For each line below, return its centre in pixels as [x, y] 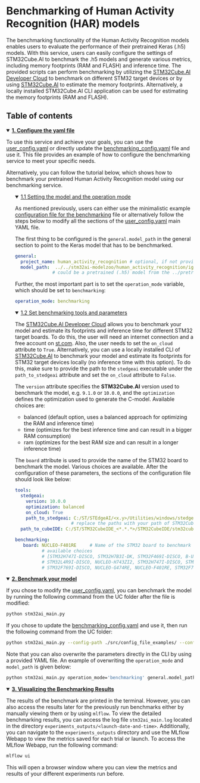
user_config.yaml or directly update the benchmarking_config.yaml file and [98, 148]
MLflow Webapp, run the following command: [62, 745]
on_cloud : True [45, 512]
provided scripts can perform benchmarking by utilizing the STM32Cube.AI [99, 72]
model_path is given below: [39, 667]
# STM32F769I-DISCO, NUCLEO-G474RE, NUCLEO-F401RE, [107, 568]
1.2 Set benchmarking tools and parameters [74, 313]
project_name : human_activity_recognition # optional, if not [99, 261]
